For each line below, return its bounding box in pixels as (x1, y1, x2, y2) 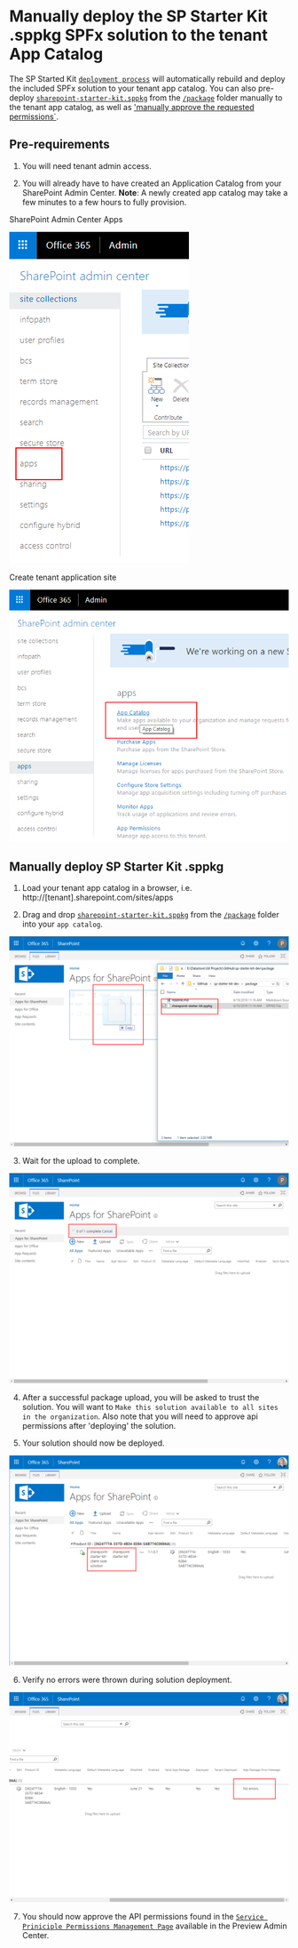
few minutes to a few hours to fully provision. (21, 196, 187, 207)
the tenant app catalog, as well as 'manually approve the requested (9, 101, 255, 112)
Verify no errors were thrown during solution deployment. (21, 1674, 232, 1686)
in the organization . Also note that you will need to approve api (21, 1411, 259, 1422)
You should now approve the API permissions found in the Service (21, 1912, 264, 1922)
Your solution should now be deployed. (21, 1438, 166, 1448)
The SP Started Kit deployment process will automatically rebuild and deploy (9, 73, 286, 84)
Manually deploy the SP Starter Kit (9, 6, 269, 27)
